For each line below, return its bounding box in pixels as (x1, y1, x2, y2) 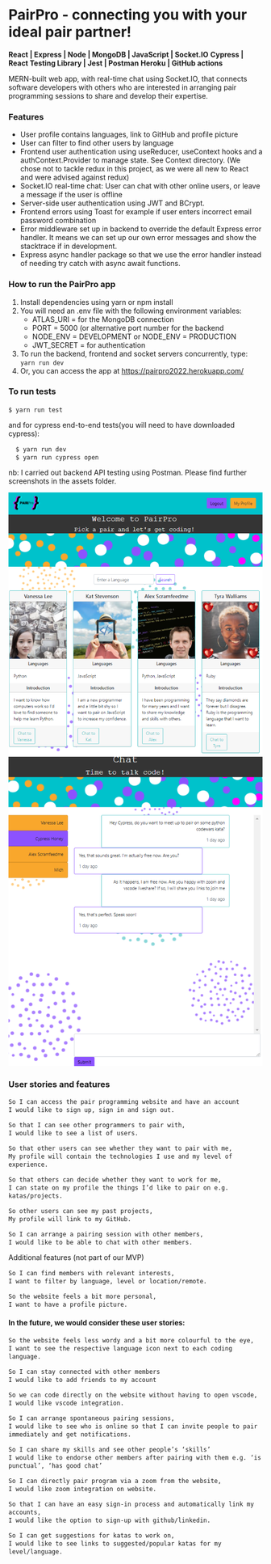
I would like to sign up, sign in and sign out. (8, 1106, 175, 1114)
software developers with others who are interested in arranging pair (8, 82, 237, 92)
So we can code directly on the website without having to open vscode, (8, 1391, 258, 1400)
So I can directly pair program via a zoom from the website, (8, 1477, 222, 1486)
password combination (19, 216, 97, 226)
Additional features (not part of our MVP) (8, 1253, 144, 1262)
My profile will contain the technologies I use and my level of (8, 1152, 232, 1161)
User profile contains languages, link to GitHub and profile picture (19, 129, 239, 139)
